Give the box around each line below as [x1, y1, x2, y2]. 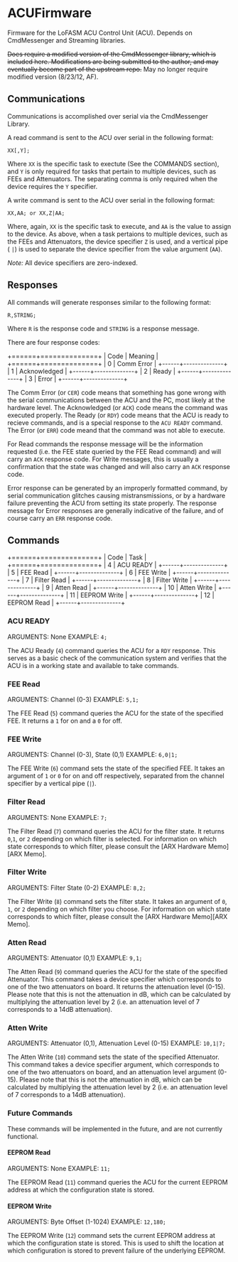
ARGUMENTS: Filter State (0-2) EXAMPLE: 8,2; [7, 883, 146, 892]
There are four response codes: [7, 338, 101, 346]
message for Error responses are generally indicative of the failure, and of [7, 506, 224, 514]
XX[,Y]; [7, 147, 31, 154]
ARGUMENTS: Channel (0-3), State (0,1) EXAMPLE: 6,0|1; [7, 750, 178, 759]
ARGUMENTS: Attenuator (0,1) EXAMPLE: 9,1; [7, 954, 143, 962]
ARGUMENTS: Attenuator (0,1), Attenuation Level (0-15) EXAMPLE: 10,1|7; [7, 1039, 226, 1047]
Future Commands [7, 1109, 73, 1118]
